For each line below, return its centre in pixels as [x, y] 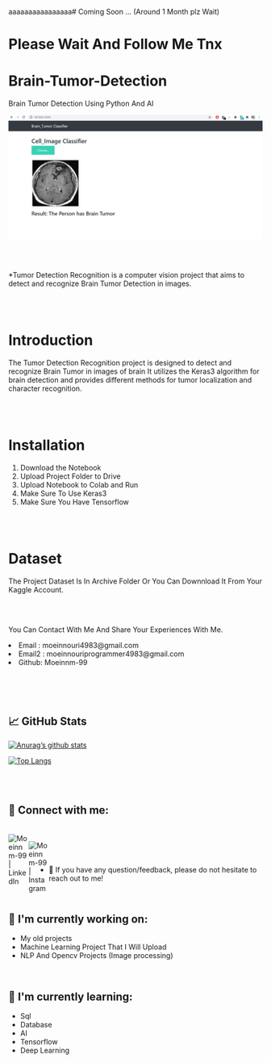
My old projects [46, 939]
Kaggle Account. [36, 590]
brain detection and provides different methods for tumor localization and [130, 380]
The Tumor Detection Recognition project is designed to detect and [120, 363]
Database [36, 1025]
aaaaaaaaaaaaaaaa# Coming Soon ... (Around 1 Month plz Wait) [114, 12]
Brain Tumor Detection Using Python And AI [81, 103]
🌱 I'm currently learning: [71, 996]
